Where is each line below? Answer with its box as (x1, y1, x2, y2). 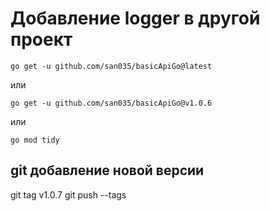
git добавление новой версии (10, 162, 205, 179)
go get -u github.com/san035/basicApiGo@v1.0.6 (10, 98, 213, 108)
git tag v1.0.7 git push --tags (10, 188, 127, 201)
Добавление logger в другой (10, 7, 261, 30)
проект (10, 28, 73, 51)
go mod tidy (10, 135, 60, 145)
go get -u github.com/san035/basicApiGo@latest (10, 61, 213, 71)
